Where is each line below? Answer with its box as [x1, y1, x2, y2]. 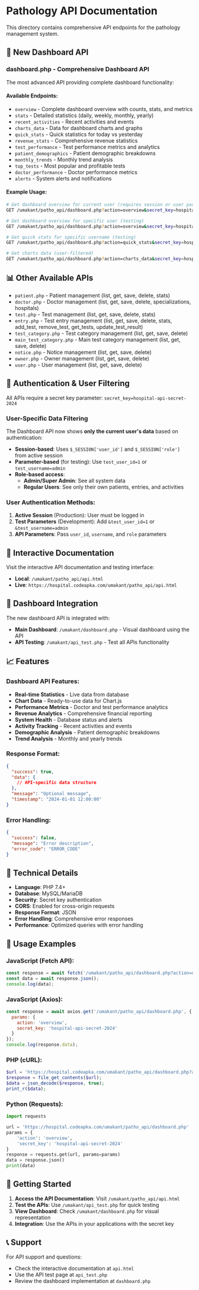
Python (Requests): [6, 1100, 63, 1108]
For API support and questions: [6, 1253, 82, 1260]
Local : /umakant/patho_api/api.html [14, 575, 104, 583]
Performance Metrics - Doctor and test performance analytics [14, 703, 168, 710]
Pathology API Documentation [6, 4, 158, 18]
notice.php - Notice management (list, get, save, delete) [14, 349, 152, 356]
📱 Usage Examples [6, 938, 76, 948]
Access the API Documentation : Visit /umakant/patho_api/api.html [14, 1195, 180, 1202]
